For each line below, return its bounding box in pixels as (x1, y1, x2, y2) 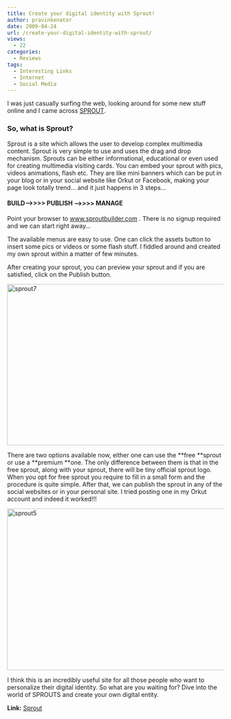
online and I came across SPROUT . (7, 107, 107, 115)
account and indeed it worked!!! (7, 495, 98, 503)
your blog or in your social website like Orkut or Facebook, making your (7, 176, 210, 184)
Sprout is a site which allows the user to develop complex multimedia (7, 139, 203, 148)
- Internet (13, 74, 45, 81)
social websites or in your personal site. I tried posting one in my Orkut (7, 487, 208, 495)
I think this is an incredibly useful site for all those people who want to (7, 676, 205, 684)
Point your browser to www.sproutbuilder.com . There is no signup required (7, 214, 221, 222)
